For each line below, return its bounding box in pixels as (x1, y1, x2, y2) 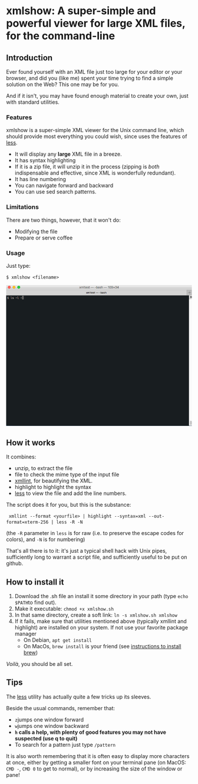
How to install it (6, 577, 64, 587)
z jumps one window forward (14, 716, 84, 723)
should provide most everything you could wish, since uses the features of (6, 133, 187, 140)
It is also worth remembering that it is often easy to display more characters (6, 752, 190, 759)
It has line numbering (14, 176, 67, 183)
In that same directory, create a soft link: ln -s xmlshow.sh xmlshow (14, 612, 178, 619)
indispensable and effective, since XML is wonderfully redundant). (14, 169, 176, 176)
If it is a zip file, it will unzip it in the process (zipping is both (14, 163, 160, 170)
